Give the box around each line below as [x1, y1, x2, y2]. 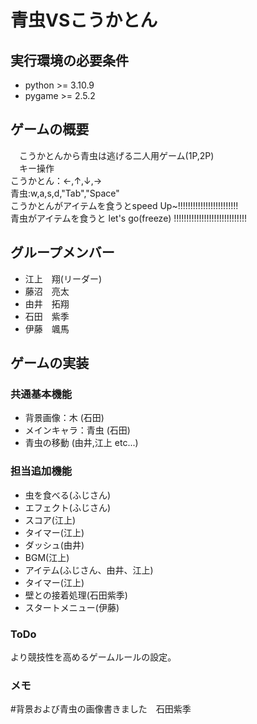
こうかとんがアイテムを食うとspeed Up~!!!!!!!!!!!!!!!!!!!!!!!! [10, 199, 239, 211]
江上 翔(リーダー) [24, 272, 103, 285]
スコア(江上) [24, 514, 77, 526]
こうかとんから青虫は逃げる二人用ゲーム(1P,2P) [18, 149, 215, 161]
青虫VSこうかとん [10, 9, 158, 32]
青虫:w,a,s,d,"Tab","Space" [10, 187, 120, 199]
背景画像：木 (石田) [24, 412, 105, 424]
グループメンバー [10, 244, 115, 261]
